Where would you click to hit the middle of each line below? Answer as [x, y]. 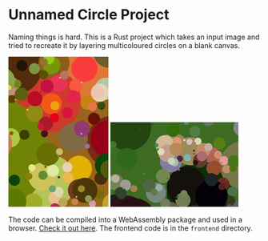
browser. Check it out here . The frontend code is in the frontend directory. [131, 228]
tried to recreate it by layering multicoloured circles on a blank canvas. [124, 45]
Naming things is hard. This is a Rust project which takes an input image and [134, 37]
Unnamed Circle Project [89, 15]
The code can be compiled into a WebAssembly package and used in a [125, 219]
